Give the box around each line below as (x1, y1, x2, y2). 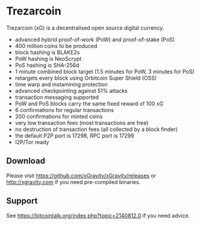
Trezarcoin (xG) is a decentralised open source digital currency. (6, 24, 164, 31)
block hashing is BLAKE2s (14, 48, 80, 55)
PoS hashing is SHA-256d (14, 62, 80, 69)
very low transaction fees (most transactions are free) (14, 119, 149, 126)
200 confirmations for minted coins (14, 113, 103, 120)
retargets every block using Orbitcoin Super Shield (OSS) (14, 74, 157, 81)
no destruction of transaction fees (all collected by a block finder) (14, 125, 178, 133)
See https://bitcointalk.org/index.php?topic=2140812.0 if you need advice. (6, 212, 190, 219)
